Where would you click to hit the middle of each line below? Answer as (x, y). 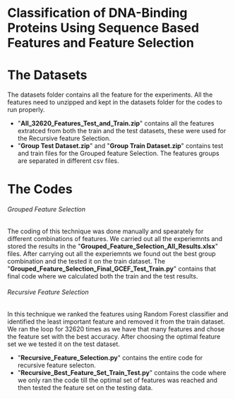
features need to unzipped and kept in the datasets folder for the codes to (115, 102)
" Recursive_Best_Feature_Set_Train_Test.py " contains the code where (122, 372)
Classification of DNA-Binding (98, 13)
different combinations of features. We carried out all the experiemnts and (115, 238)
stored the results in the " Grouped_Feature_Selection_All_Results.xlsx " (113, 246)
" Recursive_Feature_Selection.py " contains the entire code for (110, 357)
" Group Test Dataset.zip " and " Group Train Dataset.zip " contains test (120, 146)
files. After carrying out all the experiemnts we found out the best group (112, 253)
